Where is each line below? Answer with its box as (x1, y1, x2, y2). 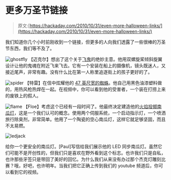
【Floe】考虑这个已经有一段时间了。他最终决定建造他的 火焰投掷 (23, 103, 158, 109)
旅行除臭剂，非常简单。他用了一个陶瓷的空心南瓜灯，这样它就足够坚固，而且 (5, 116, 166, 122)
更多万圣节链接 (5, 5, 68, 16)
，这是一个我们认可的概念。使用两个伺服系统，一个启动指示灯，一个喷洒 (14, 109, 166, 116)
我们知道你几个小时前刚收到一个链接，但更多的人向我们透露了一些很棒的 (5, 39, 157, 45)
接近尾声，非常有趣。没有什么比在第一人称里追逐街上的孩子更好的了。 (5, 69, 153, 75)
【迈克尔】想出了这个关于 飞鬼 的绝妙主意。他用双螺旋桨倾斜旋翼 (28, 56, 163, 62)
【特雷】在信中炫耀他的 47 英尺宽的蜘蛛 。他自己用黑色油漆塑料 (24, 80, 158, 86)
